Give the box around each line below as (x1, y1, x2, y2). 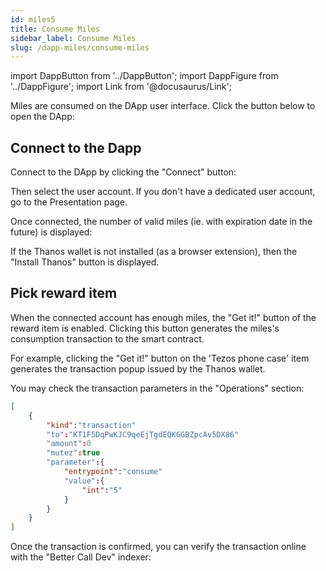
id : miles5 (10, 14, 56, 25)
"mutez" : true (46, 448, 101, 458)
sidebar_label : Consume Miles (10, 33, 137, 43)
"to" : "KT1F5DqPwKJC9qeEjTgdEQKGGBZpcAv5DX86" (46, 429, 240, 440)
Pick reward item (10, 285, 118, 302)
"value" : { (63, 476, 105, 486)
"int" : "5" (81, 485, 123, 495)
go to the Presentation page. (10, 196, 128, 208)
